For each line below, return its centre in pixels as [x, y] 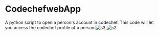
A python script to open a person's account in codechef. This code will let [79, 22]
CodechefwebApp [43, 9]
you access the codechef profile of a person [50, 27]
